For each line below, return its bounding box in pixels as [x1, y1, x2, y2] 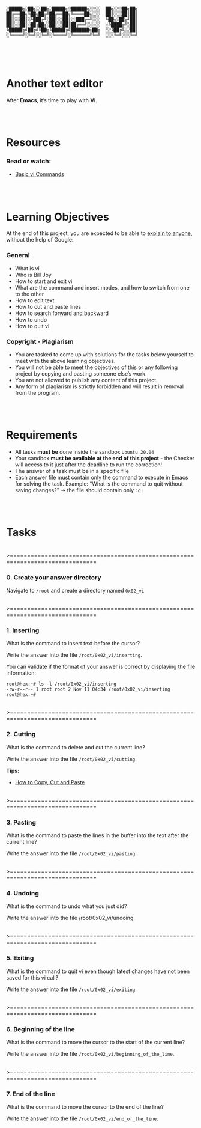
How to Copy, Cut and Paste [14, 778, 85, 785]
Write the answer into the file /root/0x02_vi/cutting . [6, 755, 137, 763]
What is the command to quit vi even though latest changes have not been [6, 968, 190, 975]
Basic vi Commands [14, 171, 64, 178]
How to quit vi [14, 322, 50, 329]
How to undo [14, 316, 47, 323]
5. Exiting [6, 954, 34, 962]
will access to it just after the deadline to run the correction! [14, 461, 163, 468]
